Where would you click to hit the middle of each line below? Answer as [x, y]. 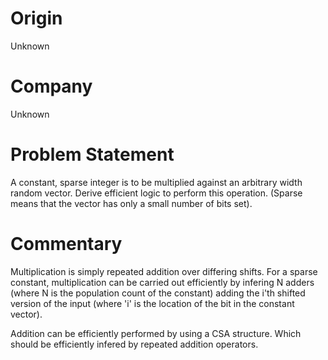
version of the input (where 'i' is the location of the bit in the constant [152, 303]
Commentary [66, 244]
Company [51, 86]
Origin [36, 18]
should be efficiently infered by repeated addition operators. [134, 344]
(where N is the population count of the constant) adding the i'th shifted [158, 293]
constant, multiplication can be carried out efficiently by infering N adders [162, 282]
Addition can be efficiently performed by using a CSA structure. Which [156, 333]
